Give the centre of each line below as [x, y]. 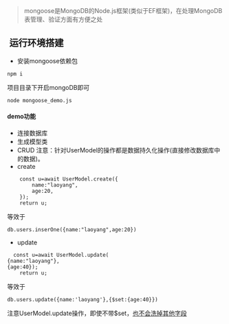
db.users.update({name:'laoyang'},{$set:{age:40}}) [83, 300]
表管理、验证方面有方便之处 [63, 19]
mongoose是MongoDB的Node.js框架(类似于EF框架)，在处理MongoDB [123, 11]
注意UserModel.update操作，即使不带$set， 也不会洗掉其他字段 [97, 313]
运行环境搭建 [36, 43]
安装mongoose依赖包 [47, 60]
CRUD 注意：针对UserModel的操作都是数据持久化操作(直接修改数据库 [116, 150]
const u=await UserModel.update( [61, 255]
